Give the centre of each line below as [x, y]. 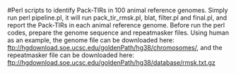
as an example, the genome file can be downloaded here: [91, 40]
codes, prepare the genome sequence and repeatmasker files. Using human [118, 32]
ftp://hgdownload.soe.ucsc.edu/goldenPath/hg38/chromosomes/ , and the [115, 48]
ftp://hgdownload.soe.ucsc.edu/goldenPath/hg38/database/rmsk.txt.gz [111, 62]
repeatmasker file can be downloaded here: [71, 55]
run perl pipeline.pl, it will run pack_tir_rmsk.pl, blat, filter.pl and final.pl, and [117, 18]
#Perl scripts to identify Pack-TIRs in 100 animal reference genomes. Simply [118, 10]
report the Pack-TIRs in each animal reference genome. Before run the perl [116, 25]
